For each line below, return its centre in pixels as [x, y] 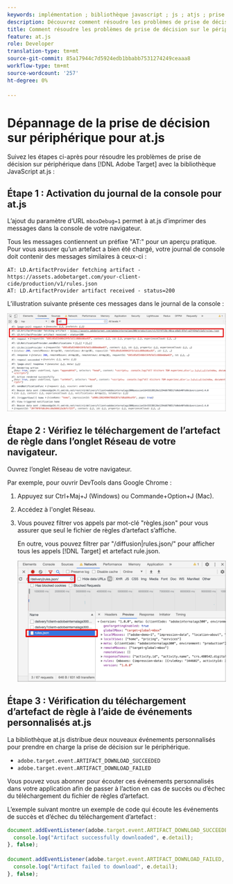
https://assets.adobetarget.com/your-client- [74, 277]
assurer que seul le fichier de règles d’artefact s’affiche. [97, 530]
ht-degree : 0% [28, 80]
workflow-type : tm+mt [38, 66]
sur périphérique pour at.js [86, 138]
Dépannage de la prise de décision [109, 123]
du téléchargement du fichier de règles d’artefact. [78, 796]
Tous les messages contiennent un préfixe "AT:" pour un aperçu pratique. [112, 242]
